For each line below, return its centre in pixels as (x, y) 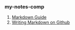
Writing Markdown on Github (41, 22)
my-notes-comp (25, 7)
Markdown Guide (29, 17)
